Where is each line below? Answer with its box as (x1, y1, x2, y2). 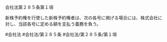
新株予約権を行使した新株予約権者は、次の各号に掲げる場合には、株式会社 (5, 15, 158, 21)
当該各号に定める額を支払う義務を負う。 (18, 21, 101, 27)
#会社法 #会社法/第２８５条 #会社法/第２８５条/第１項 (5, 32, 117, 37)
